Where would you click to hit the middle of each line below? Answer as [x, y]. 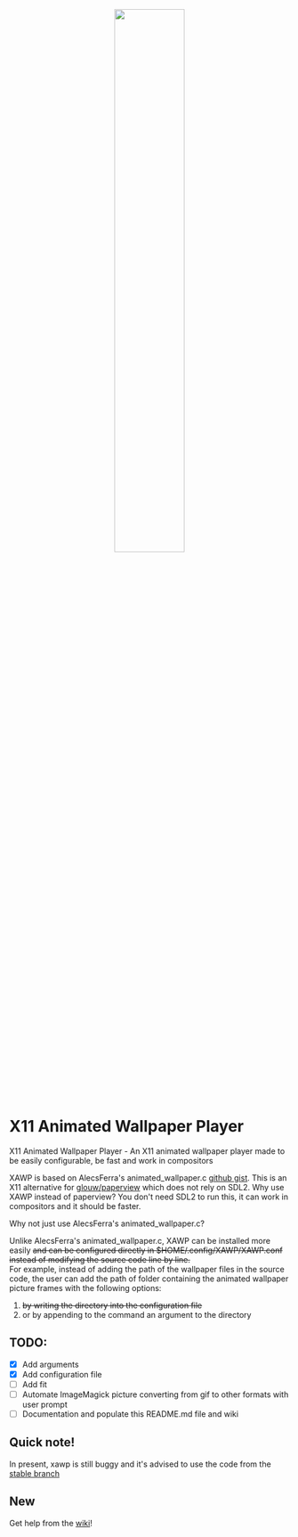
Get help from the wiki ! [51, 1523]
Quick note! [42, 1443]
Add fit [34, 1384]
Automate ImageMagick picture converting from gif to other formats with [155, 1394]
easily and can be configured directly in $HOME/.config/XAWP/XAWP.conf [146, 1250]
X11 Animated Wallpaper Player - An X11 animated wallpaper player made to [147, 1151]
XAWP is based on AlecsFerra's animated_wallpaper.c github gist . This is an [148, 1177]
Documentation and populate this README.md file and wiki [130, 1414]
